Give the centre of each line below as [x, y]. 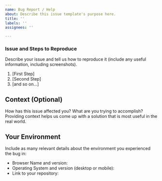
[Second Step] [26, 79]
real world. [16, 121]
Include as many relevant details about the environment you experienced [78, 148]
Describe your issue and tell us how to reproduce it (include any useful [76, 59]
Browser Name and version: [40, 163]
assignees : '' [19, 28]
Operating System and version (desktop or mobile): [63, 168]
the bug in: [16, 154]
